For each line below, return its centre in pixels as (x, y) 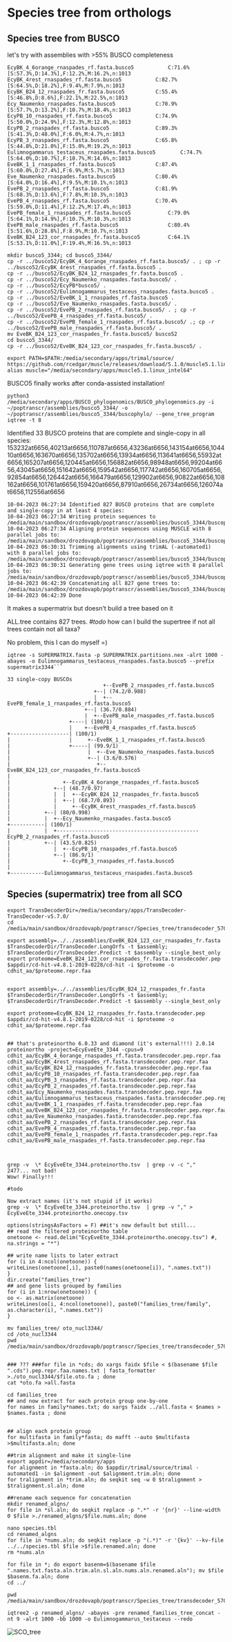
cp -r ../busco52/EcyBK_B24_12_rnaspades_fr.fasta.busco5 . (96, 273)
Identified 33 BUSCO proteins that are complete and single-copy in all (106, 433)
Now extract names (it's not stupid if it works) (80, 1201)
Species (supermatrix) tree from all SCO (95, 894)
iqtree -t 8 (24, 420)
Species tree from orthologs (89, 13)
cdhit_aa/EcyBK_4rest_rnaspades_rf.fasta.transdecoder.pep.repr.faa (108, 1062)
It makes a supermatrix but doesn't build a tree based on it (90, 608)
